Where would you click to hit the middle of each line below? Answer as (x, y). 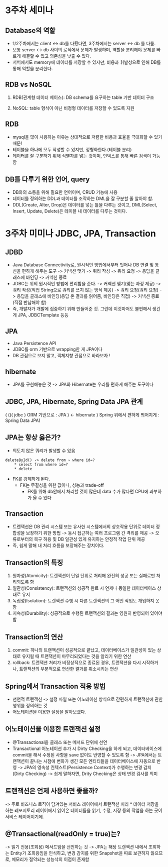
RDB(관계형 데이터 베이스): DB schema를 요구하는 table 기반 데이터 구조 (83, 97)
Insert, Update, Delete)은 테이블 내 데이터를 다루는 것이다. (70, 211)
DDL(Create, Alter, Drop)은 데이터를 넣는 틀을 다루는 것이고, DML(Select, (85, 205)
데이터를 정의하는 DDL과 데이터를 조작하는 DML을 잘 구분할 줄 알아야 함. (83, 198)
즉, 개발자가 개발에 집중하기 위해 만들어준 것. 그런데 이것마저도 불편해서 (82, 309)
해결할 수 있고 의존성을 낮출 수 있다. (56, 56)
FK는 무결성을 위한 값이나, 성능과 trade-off (62, 485)
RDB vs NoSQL (28, 85)
